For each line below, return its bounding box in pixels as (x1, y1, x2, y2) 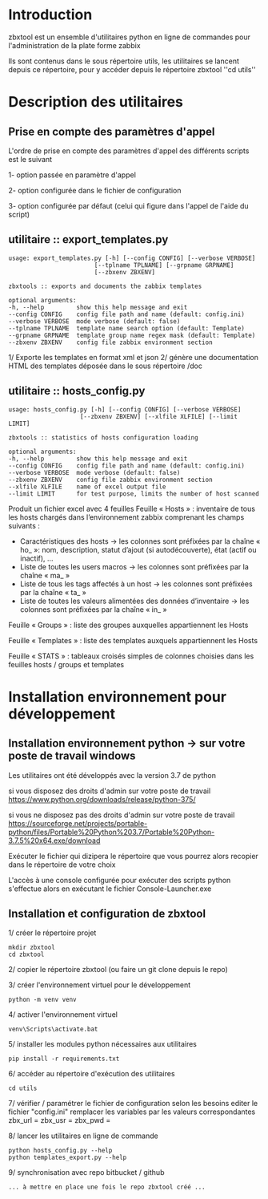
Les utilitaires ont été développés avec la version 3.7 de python (8, 770, 216, 780)
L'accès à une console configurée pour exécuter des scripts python (8, 875, 231, 885)
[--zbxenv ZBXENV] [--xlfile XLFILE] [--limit (79, 412, 238, 420)
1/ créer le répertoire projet (8, 928, 97, 938)
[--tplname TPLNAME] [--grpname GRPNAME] (94, 261, 234, 269)
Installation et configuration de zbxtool (8, 906, 206, 920)
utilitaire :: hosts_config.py (8, 384, 146, 398)
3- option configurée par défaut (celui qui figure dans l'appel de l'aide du (8, 201, 250, 210)
